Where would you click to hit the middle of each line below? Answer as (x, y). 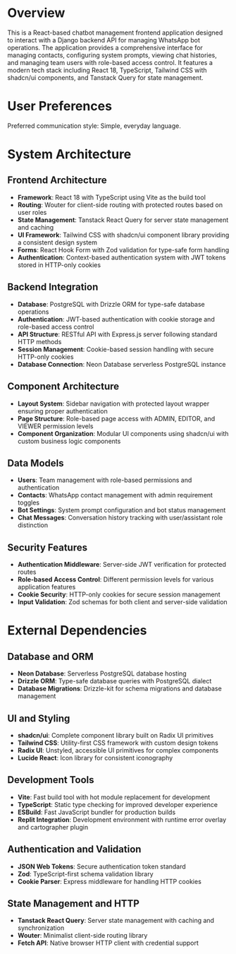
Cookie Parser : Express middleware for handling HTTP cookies (110, 881)
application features (46, 587)
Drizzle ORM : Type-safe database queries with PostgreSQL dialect (114, 681)
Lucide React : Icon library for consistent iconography (95, 758)
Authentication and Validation (74, 849)
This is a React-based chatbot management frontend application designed (115, 33)
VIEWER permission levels (55, 426)
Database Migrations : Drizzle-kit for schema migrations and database (119, 689)
